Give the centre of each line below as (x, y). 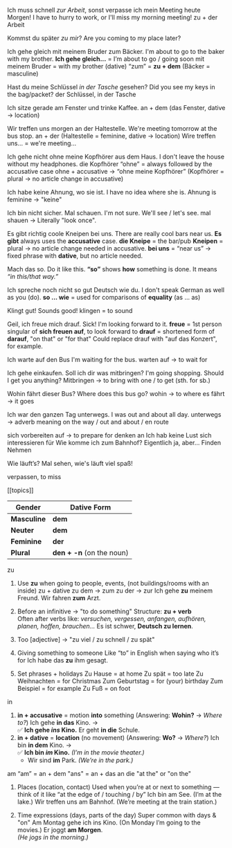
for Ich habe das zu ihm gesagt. (63, 660)
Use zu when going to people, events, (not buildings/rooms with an (113, 583)
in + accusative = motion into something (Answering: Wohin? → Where (120, 715)
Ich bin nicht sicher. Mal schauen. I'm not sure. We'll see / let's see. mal (109, 213)
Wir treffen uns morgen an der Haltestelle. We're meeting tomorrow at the (112, 128)
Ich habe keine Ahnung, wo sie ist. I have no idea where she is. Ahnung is (112, 192)
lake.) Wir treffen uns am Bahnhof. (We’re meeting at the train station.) (117, 802)
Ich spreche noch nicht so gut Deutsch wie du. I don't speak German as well (116, 290)
